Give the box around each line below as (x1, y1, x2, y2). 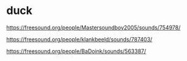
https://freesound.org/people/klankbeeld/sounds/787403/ (6, 35, 153, 43)
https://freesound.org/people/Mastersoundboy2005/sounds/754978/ (6, 24, 181, 31)
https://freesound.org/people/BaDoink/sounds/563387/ (6, 47, 147, 55)
